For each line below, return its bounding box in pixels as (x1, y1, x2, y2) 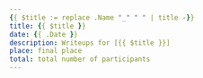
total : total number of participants (9, 55, 151, 64)
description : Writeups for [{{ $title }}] (9, 38, 171, 48)
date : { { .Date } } (9, 30, 78, 39)
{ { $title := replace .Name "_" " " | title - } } (9, 13, 195, 22)
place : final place (9, 47, 83, 56)
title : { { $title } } (9, 22, 87, 30)
